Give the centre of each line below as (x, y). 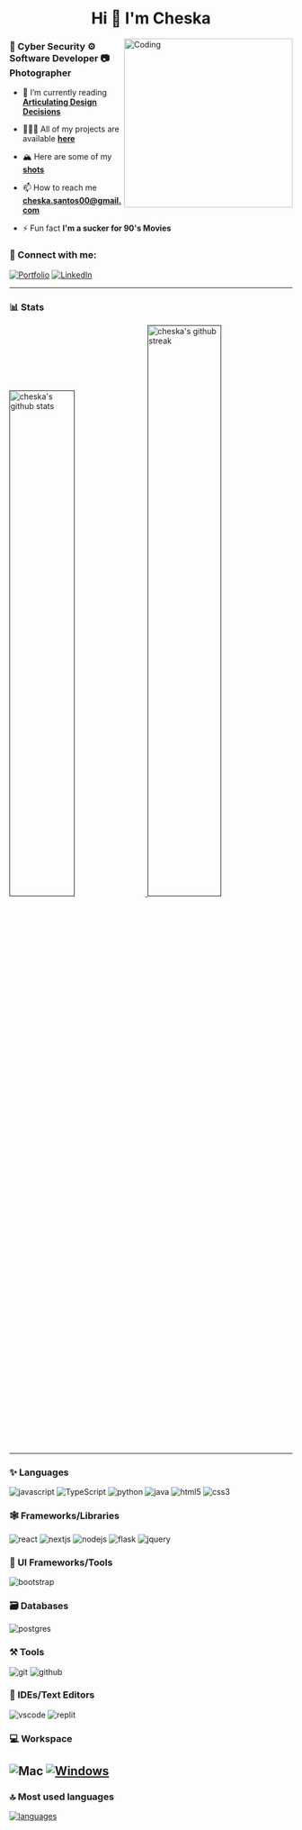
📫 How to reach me (59, 187)
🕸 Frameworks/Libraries (64, 1516)
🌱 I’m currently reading (65, 93)
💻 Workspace (41, 1738)
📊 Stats (27, 307)
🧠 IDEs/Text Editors (52, 1695)
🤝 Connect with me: (53, 255)
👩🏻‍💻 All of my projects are (71, 129)
